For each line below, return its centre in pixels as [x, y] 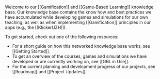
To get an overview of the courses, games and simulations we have [79, 56]
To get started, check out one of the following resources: [62, 37]
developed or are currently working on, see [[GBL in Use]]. [71, 61]
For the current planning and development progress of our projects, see [84, 66]
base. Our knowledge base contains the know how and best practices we [78, 12]
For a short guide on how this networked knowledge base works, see [81, 46]
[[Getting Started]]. [31, 51]
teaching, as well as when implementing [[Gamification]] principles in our [78, 22]
